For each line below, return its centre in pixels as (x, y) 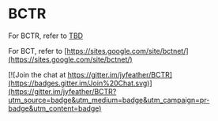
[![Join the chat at (37, 74)
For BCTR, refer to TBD (46, 36)
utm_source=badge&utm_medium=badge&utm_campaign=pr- (109, 100)
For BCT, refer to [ (38, 51)
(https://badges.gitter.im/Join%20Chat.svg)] (80, 83)
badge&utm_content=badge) (55, 108)
